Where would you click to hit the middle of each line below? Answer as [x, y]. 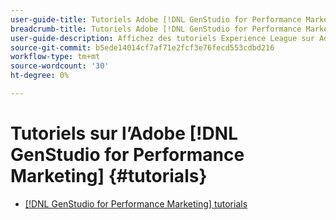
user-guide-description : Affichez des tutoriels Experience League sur [162, 38]
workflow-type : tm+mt [55, 57]
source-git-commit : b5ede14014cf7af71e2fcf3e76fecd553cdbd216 [142, 47]
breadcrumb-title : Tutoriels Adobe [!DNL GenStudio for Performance [156, 29]
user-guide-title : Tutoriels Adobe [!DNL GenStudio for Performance [156, 19]
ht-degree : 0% [40, 76]
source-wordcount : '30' [60, 66]
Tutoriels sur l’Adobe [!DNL [124, 133]
